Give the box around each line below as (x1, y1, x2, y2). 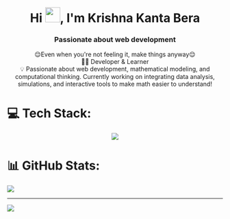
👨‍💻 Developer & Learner (81, 58, 149, 66)
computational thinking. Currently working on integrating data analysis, (14, 73, 216, 81)
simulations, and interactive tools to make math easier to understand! (18, 80, 212, 89)
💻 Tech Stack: (7, 105, 92, 121)
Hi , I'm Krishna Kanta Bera (29, 10, 201, 26)
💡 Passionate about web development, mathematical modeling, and (20, 65, 210, 73)
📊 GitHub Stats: (7, 158, 101, 173)
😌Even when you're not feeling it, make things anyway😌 (34, 50, 196, 58)
